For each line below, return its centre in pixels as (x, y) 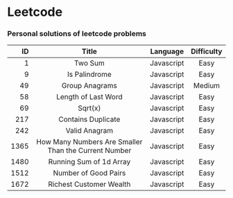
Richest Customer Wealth (89, 184)
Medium (207, 86)
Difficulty (206, 51)
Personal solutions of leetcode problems (77, 34)
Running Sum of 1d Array (89, 162)
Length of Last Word (89, 97)
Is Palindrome (89, 75)
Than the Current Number (89, 151)
